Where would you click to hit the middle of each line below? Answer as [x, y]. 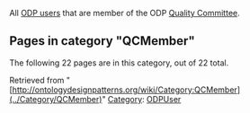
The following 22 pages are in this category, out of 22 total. [119, 63]
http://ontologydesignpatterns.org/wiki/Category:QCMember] [126, 90]
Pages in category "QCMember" [102, 41]
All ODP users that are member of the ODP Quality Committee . [125, 13]
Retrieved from [37, 80]
